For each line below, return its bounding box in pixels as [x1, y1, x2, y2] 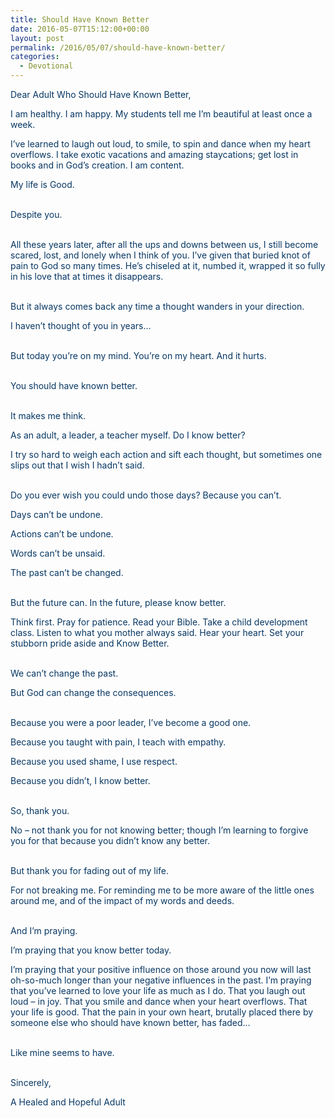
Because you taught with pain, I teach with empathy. [10, 736, 227, 748]
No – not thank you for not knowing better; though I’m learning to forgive [10, 824, 309, 836]
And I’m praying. [10, 925, 78, 936]
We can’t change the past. [10, 667, 119, 679]
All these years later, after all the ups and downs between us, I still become [10, 239, 319, 250]
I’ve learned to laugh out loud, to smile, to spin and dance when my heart [10, 138, 311, 150]
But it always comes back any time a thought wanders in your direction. [10, 301, 305, 312]
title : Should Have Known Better [10, 14, 150, 25]
